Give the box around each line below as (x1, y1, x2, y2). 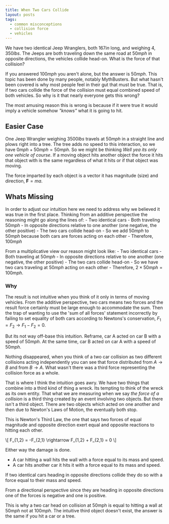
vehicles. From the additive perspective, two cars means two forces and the (5, 299, 163, 305)
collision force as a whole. (5, 369, 60, 376)
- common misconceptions (10, 21, 62, 27)
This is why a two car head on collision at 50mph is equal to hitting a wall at (5, 502, 163, 508)
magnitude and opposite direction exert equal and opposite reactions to (5, 422, 154, 428)
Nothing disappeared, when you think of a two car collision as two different (5, 353, 162, 360)
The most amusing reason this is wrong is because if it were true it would (5, 102, 158, 108)
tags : (5, 17, 17, 22)
